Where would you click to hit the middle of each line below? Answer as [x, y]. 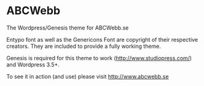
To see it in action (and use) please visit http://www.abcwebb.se [88, 76]
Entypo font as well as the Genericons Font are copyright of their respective [102, 39]
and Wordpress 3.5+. [33, 64]
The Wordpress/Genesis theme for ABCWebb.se [68, 28]
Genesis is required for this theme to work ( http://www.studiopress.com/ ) [99, 58]
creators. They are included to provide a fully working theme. [84, 46]
